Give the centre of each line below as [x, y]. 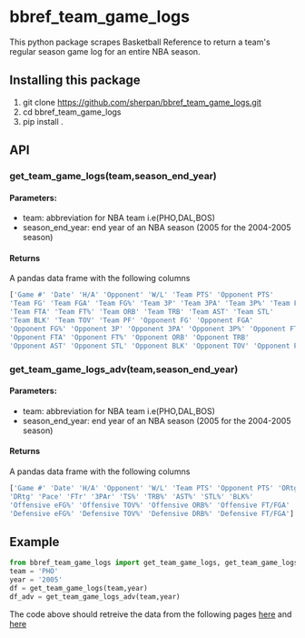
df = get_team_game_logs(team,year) [79, 588]
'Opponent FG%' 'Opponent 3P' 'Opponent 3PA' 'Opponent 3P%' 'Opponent [148, 329]
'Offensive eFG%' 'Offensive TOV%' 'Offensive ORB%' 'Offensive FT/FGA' [150, 505]
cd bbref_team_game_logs [72, 112]
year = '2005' [36, 580]
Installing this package [75, 81]
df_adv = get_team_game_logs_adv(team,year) [95, 597]
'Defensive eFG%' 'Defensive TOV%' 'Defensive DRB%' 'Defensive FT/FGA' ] [152, 513]
